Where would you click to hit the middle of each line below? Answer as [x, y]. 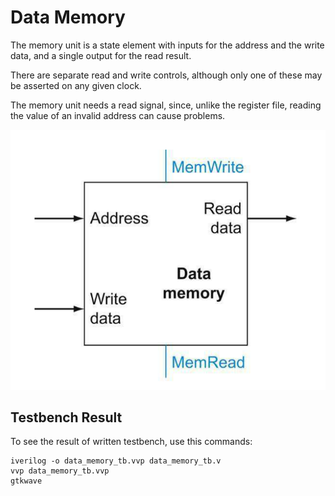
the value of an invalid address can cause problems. [118, 115]
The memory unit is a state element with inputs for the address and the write [167, 45]
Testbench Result [66, 417]
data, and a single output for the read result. [101, 55]
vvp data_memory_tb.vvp [60, 471]
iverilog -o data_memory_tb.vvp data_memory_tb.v [116, 461]
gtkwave [26, 481]
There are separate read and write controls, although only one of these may [166, 75]
